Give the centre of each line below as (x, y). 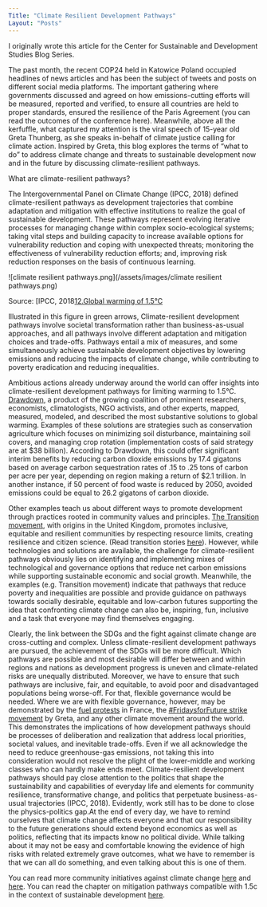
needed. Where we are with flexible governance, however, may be (117, 701)
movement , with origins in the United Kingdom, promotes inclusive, (118, 525)
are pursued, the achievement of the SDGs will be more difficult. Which (125, 650)
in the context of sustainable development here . (87, 894)
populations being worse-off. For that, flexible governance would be (120, 693)
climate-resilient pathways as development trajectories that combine (121, 202)
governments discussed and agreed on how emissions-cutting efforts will (129, 95)
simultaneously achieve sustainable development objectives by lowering (127, 350)
